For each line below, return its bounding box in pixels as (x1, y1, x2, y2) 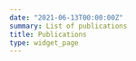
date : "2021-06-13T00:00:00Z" (9, 13, 124, 22)
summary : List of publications (9, 22, 128, 30)
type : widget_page (9, 38, 79, 48)
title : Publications (9, 30, 88, 39)
